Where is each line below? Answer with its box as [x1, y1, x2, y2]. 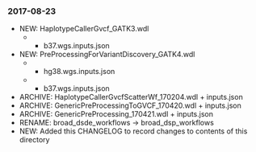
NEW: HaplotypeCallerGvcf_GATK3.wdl [19, 24, 149, 34]
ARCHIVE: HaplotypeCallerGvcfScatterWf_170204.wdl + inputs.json [19, 92, 243, 102]
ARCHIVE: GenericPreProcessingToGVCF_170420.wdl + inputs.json [19, 101, 241, 110]
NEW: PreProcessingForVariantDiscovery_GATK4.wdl [19, 50, 195, 60]
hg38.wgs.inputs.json [43, 67, 115, 76]
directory [19, 135, 50, 145]
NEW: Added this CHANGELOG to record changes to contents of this [19, 126, 248, 136]
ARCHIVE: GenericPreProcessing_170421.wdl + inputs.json [19, 109, 213, 119]
